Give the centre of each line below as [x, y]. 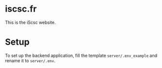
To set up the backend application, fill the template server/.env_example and [81, 55]
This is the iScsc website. [30, 22]
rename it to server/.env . [30, 60]
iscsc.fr [21, 9]
